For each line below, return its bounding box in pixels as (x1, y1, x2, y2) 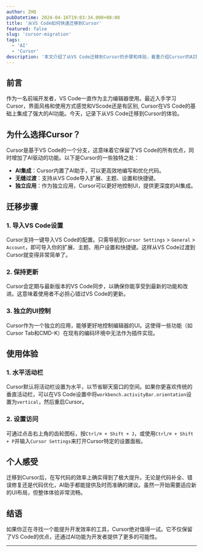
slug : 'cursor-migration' (6, 31, 71, 37)
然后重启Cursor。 (43, 398, 88, 406)
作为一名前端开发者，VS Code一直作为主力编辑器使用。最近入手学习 (6, 95, 176, 102)
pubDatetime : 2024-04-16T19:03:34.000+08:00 (6, 15, 120, 21)
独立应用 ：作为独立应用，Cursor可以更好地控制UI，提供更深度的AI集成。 (14, 182, 196, 189)
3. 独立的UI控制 (6, 307, 51, 315)
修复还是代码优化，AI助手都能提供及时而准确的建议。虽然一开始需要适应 (11, 481, 192, 489)
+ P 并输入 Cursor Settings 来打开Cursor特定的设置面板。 (6, 437, 146, 444)
